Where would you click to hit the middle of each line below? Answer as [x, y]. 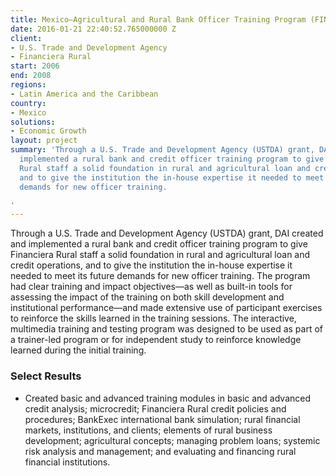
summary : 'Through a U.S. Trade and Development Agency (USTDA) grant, [162, 150]
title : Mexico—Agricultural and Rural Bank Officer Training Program [158, 19]
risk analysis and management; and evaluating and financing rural [160, 451]
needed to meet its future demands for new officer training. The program [160, 276]
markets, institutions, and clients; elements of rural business [148, 430]
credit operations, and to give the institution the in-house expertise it [151, 265]
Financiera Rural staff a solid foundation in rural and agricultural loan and [160, 255]
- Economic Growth [48, 131]
